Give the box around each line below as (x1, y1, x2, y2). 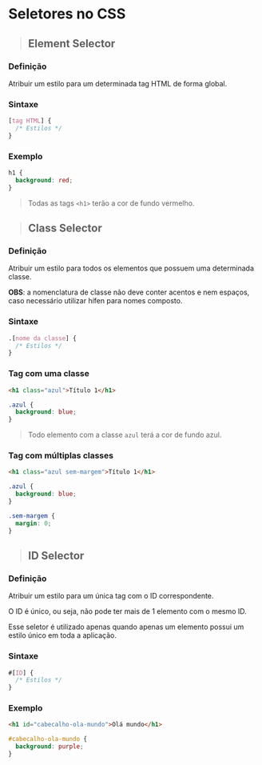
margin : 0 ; (15, 519, 52, 527)
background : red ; (15, 176, 73, 184)
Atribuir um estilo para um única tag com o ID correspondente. (8, 591, 214, 601)
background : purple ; (15, 743, 84, 751)
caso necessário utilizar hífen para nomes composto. (8, 296, 183, 306)
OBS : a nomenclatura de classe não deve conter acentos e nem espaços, (8, 287, 250, 297)
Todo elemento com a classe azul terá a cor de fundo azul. (27, 430, 222, 440)
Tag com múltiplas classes (8, 450, 114, 461)
